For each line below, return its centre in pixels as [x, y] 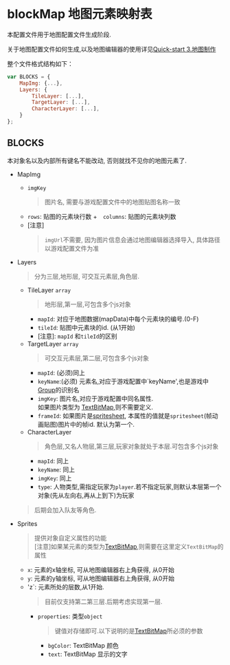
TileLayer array [49, 290]
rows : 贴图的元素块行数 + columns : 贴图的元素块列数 [102, 216]
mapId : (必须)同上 [61, 372]
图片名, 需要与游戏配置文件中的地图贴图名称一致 [112, 202]
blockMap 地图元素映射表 [80, 14]
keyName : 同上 [56, 469]
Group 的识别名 [59, 390]
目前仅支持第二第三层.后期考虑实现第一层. [103, 601]
